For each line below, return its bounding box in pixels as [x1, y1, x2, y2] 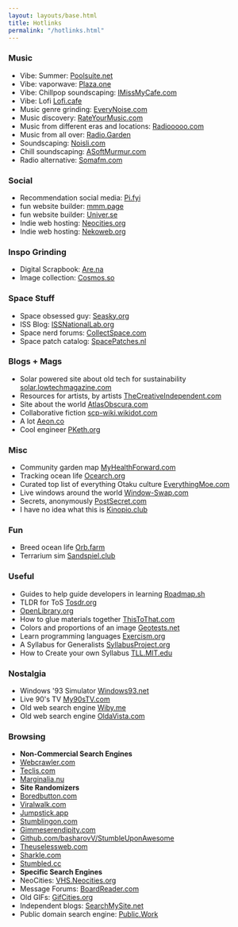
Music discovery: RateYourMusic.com [19, 113, 144, 122]
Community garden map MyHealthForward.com [19, 462, 176, 473]
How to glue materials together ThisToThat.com [19, 614, 175, 624]
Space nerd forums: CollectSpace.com [19, 327, 147, 338]
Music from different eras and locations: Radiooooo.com [19, 121, 205, 131]
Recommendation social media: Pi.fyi [19, 192, 141, 203]
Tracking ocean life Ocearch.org [19, 471, 125, 481]
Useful [8, 571, 35, 582]
